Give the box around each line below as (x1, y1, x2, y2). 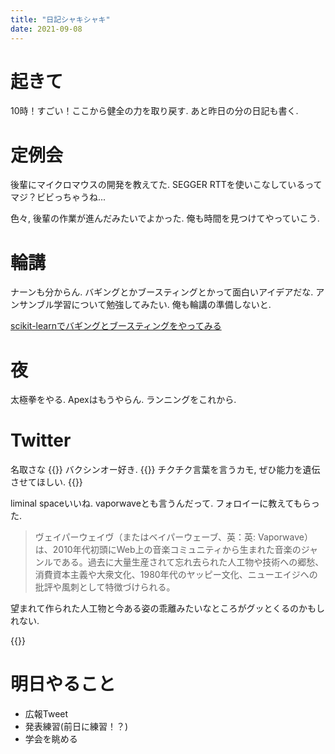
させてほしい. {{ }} (10, 476, 83, 488)
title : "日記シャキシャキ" (10, 14, 111, 25)
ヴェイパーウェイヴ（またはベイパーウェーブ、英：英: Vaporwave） (34, 531, 313, 543)
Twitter (10, 429, 72, 452)
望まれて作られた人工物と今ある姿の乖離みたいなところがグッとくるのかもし (10, 602, 325, 615)
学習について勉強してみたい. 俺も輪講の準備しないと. (53, 299, 272, 311)
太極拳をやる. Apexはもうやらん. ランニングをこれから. (10, 394, 237, 406)
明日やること (10, 673, 117, 696)
